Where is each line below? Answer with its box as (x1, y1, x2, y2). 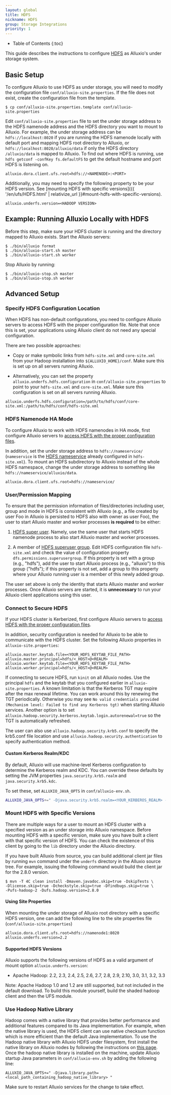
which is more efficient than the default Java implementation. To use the (5, 1033, 157, 1040)
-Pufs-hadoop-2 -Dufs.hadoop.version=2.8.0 (5, 888, 99, 893)
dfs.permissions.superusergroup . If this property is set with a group (12, 555, 155, 561)
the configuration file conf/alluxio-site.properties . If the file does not (5, 89, 155, 95)
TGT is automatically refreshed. (5, 718, 71, 724)
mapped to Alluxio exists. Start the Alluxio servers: (5, 233, 111, 240)
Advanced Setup (5, 290, 60, 298)
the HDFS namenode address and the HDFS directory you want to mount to (5, 123, 163, 129)
